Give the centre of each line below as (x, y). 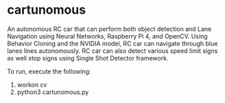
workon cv (32, 84)
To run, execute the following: (49, 71)
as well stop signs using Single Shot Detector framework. (88, 58)
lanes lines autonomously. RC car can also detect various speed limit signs (113, 51)
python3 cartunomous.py (53, 92)
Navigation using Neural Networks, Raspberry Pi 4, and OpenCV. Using (107, 36)
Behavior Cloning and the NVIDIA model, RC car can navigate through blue (113, 43)
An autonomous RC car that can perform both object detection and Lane (109, 29)
